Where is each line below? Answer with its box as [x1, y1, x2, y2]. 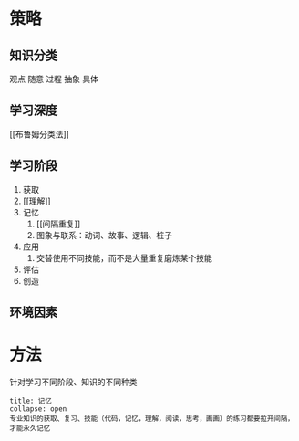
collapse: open [9, 404, 67, 414]
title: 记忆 [9, 396, 52, 405]
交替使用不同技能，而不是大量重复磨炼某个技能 [36, 252, 212, 263]
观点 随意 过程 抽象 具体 [9, 74, 98, 84]
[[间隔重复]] [36, 218, 81, 229]
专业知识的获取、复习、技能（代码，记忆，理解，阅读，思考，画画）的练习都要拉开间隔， [9, 414, 294, 423]
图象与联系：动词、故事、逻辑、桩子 [36, 229, 173, 240]
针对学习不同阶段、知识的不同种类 [9, 376, 138, 387]
